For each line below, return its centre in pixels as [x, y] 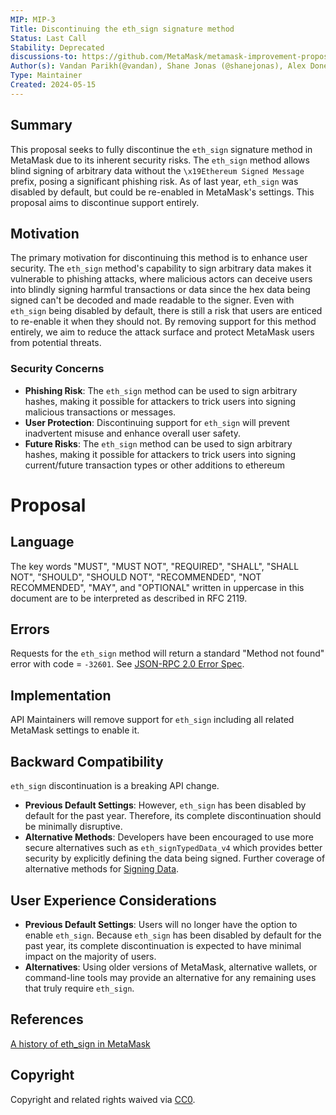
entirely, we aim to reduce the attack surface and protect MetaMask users [162, 332]
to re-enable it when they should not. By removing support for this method [163, 322]
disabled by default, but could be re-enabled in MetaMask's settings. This [162, 192]
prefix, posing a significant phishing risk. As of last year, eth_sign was [154, 181]
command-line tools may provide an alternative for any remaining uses [170, 977]
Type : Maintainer [46, 76]
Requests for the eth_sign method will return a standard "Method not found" [167, 653]
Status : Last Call [48, 38]
